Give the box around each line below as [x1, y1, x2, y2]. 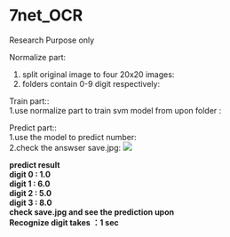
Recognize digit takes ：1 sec [9, 217, 120, 227]
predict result [9, 159, 60, 170]
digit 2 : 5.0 [9, 187, 52, 198]
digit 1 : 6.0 [9, 178, 51, 189]
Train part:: [9, 95, 50, 107]
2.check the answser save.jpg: [9, 142, 122, 153]
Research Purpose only [9, 35, 95, 45]
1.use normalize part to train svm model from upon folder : [9, 105, 222, 115]
